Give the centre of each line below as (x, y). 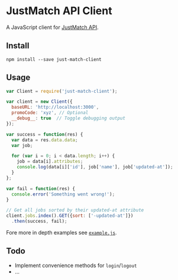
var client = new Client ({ (39, 102)
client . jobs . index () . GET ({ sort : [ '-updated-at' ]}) (70, 216)
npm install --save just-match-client (54, 59)
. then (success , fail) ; (39, 222)
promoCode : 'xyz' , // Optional (50, 113)
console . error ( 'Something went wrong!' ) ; (63, 194)
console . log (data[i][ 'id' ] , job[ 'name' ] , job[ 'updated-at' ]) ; (95, 167)
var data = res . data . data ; (45, 140)
